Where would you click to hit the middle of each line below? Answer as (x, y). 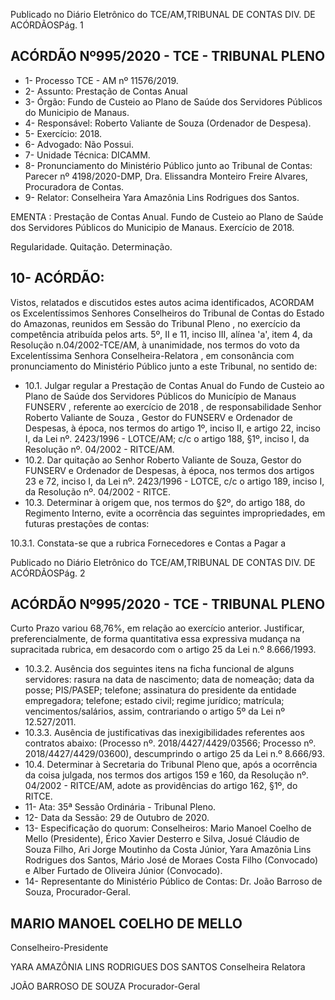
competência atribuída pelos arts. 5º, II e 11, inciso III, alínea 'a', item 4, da (161, 334)
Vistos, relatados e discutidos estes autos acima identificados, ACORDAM (162, 302)
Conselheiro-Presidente (59, 948)
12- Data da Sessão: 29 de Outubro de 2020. (117, 818)
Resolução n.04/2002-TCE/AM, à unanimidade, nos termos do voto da (155, 345)
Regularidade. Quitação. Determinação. (91, 246)
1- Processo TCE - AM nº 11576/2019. (101, 80)
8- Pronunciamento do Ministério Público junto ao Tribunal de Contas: (168, 165)
